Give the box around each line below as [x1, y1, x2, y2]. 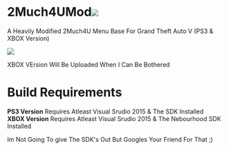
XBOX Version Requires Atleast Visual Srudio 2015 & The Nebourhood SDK [7, 114, 221, 122]
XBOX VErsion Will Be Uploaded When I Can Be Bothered [7, 60, 171, 69]
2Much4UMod [7, 4, 92, 20]
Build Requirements [7, 85, 122, 100]
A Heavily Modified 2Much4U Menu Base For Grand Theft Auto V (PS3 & [7, 27, 213, 35]
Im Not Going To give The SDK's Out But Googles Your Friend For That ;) [7, 135, 213, 143]
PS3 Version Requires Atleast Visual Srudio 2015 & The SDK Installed [7, 107, 204, 116]
